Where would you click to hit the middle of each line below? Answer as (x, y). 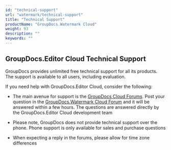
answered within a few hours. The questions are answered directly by (86, 107)
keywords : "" (19, 39)
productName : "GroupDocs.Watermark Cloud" (51, 24)
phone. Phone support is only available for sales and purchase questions (89, 128)
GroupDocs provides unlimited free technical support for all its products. (81, 71)
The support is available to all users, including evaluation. (66, 76)
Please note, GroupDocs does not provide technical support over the (85, 122)
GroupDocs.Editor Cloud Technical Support (76, 59)
